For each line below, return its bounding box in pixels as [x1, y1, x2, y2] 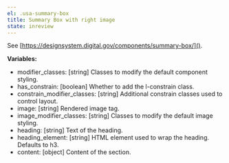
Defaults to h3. [17, 141, 59, 149]
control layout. [17, 97, 58, 105]
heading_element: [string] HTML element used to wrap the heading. [17, 134, 210, 142]
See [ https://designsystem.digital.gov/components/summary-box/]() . [7, 42, 203, 50]
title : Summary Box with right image [7, 16, 116, 23]
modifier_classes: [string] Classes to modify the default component [17, 68, 208, 76]
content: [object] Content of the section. [17, 148, 131, 156]
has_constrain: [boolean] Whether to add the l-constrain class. [17, 83, 195, 91]
